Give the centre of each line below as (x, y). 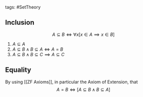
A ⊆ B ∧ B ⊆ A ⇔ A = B (38, 49)
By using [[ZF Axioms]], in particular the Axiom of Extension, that (71, 82)
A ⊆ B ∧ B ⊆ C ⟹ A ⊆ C (38, 54)
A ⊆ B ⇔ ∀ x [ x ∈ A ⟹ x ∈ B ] (83, 34)
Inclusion (20, 22)
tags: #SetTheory (23, 7)
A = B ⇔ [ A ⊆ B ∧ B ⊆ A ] (83, 89)
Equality (18, 70)
